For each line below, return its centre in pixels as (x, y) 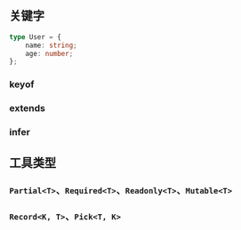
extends (28, 108)
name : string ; (51, 45)
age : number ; (49, 53)
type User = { (36, 37)
